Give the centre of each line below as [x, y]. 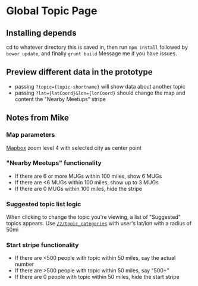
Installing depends [41, 33]
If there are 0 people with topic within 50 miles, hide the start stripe [97, 277]
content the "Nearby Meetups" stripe [60, 99]
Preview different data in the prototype [79, 72]
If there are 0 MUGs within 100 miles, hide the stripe [78, 188]
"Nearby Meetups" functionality [54, 163]
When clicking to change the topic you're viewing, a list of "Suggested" [94, 217]
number [24, 264]
